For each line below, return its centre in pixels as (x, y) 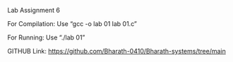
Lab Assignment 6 (34, 10)
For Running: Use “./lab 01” (46, 37)
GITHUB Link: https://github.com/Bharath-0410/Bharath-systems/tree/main (116, 51)
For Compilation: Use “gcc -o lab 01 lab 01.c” (72, 24)
